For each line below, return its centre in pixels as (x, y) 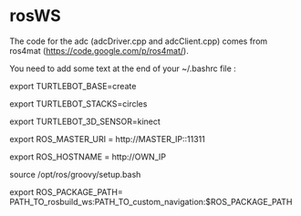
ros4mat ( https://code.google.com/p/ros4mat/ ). (99, 50)
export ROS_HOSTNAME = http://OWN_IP (88, 157)
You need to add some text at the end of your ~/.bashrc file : (123, 68)
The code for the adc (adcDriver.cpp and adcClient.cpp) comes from (139, 41)
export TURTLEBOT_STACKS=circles (78, 103)
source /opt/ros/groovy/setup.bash (75, 174)
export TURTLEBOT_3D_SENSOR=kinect (85, 121)
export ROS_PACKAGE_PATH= (66, 191)
